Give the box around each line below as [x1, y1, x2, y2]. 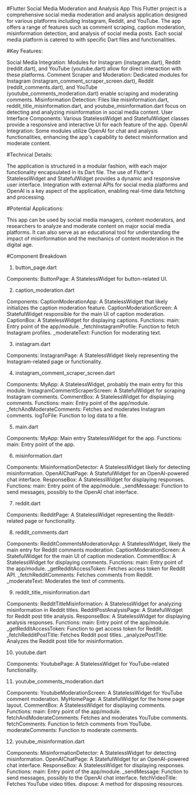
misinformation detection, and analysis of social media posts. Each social [6, 30, 183, 37]
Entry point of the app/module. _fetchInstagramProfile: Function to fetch [6, 323, 180, 330]
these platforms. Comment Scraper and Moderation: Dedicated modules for [6, 72, 188, 78]
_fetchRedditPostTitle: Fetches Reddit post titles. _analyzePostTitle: [6, 631, 168, 638]
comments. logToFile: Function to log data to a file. [6, 412, 128, 418]
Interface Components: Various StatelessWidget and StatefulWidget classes [6, 115, 190, 122]
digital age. [6, 241, 34, 248]
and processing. [6, 193, 45, 200]
